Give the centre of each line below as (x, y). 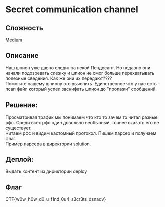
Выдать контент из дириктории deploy (46, 171)
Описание (22, 56)
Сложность (24, 28)
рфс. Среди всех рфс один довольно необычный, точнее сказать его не (82, 122)
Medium (14, 40)
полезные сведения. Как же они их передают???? (59, 78)
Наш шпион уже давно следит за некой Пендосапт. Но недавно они (78, 68)
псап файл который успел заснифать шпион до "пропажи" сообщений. (81, 89)
